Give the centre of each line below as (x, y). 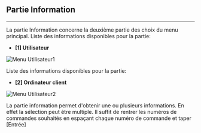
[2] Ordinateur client (41, 82)
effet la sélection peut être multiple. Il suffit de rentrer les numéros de (92, 112)
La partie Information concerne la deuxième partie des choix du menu (92, 30)
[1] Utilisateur (32, 48)
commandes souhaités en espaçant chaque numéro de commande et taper (99, 118)
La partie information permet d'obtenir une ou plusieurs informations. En (95, 105)
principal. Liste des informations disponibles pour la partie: (78, 36)
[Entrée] (16, 124)
